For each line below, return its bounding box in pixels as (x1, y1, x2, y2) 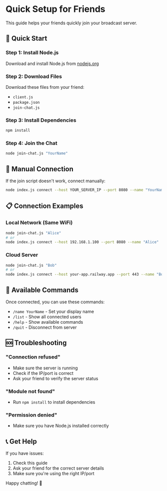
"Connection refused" (5, 353, 61, 360)
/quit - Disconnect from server (12, 324, 77, 330)
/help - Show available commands (12, 319, 83, 325)
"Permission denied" (5, 411, 57, 418)
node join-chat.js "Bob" (5, 263, 57, 268)
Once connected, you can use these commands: (5, 299, 105, 305)
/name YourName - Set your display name (12, 309, 94, 314)
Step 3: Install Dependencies (5, 117, 76, 124)
